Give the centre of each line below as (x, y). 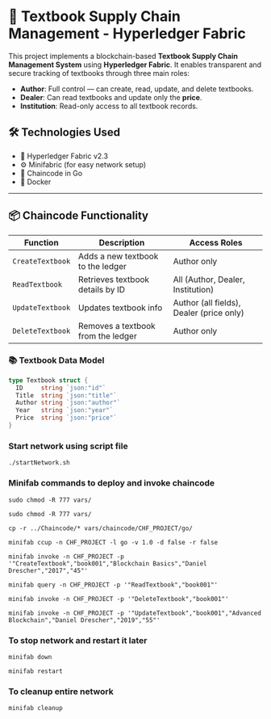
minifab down (30, 657)
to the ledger (102, 266)
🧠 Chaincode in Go (51, 173)
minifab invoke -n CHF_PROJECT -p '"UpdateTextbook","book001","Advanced (135, 613)
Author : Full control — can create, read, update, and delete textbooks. (137, 89)
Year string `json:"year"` (65, 410)
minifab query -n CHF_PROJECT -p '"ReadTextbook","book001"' (113, 585)
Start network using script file (68, 446)
